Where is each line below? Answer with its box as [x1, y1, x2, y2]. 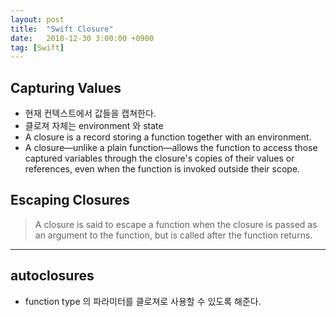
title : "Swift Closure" [10, 24, 114, 34]
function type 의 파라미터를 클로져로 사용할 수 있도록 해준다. [24, 295, 262, 307]
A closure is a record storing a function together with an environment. [24, 131, 312, 143]
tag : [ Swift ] [10, 42, 65, 53]
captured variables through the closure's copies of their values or [24, 152, 295, 165]
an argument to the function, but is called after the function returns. [34, 229, 313, 241]
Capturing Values [10, 79, 122, 96]
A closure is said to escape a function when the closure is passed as [34, 218, 318, 230]
